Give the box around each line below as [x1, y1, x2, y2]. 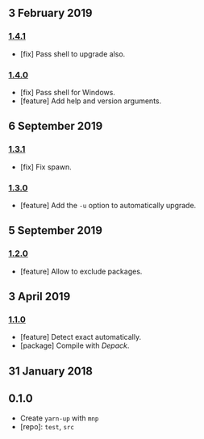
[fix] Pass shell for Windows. [19, 87, 115, 97]
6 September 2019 [8, 119, 103, 133]
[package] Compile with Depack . [19, 341, 130, 350]
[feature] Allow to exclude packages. [19, 266, 143, 276]
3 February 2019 [8, 6, 93, 20]
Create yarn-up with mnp [19, 413, 99, 423]
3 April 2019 [8, 290, 71, 303]
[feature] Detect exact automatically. [19, 332, 142, 342]
